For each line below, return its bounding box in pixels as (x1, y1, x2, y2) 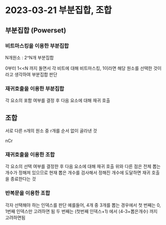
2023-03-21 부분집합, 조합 (5, 4, 112, 16)
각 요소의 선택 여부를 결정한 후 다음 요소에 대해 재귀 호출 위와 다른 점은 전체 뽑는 (5, 163, 161, 169)
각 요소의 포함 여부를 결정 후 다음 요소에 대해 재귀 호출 (5, 97, 110, 103)
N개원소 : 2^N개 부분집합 (5, 54, 54, 60)
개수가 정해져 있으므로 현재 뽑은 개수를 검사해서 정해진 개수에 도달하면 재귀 (5, 169, 151, 175)
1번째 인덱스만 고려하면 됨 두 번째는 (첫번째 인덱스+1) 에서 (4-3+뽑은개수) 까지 (5, 208, 158, 214)
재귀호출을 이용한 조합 (5, 151, 55, 158)
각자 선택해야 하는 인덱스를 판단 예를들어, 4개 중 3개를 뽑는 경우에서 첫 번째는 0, (5, 202, 161, 208)
